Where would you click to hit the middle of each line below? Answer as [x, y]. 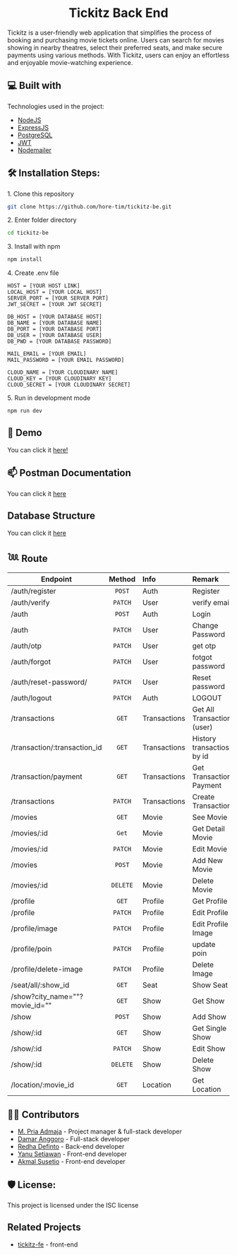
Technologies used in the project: [56, 106]
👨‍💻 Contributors [43, 1114]
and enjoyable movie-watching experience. [70, 62]
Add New [208, 861]
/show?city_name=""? [47, 996]
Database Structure [51, 516]
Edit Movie [210, 849]
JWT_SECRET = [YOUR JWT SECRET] [55, 305]
